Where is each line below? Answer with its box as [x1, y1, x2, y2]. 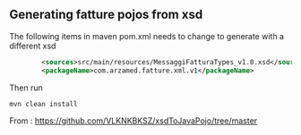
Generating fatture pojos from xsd [9, 7, 203, 22]
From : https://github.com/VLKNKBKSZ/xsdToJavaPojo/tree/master [9, 115, 258, 126]
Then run [9, 82, 43, 93]
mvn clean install [9, 99, 78, 108]
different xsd [9, 40, 56, 51]
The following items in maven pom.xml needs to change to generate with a [9, 30, 285, 41]
